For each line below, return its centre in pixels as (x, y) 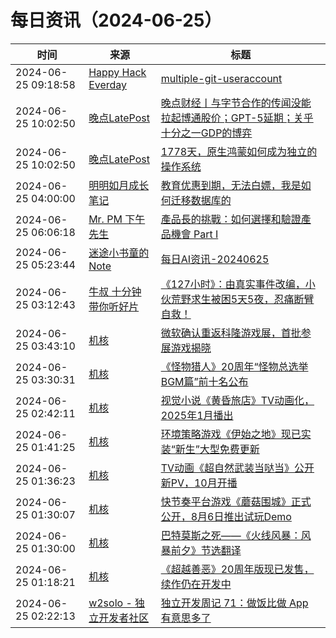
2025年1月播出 (197, 415)
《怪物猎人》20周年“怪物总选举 (234, 366)
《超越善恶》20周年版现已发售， (237, 569)
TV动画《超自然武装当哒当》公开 (237, 468)
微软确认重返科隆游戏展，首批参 (236, 333)
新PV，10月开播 (199, 483)
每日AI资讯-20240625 (215, 259)
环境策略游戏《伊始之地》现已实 (236, 434)
